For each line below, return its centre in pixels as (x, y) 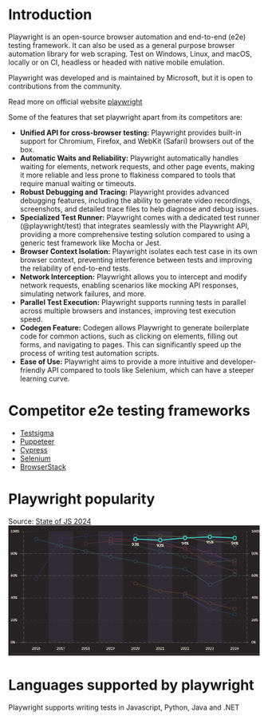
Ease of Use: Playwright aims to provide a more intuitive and (119, 362)
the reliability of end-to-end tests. (75, 268)
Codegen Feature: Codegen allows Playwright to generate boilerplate (134, 327)
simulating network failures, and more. (83, 294)
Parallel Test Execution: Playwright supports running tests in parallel (133, 302)
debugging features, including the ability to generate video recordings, (136, 200)
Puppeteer (37, 441)
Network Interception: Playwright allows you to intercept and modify (133, 276)
